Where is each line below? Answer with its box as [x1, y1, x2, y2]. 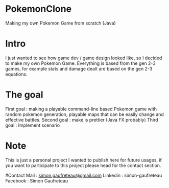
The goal [5, 89, 43, 101]
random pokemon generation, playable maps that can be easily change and [5, 111, 164, 118]
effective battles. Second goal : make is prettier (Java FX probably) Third [5, 116, 158, 123]
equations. [5, 71, 28, 77]
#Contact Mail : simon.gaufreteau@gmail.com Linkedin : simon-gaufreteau [5, 172, 162, 178]
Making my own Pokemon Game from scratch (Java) [5, 20, 116, 26]
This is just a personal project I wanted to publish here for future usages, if [5, 157, 162, 163]
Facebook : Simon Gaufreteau [5, 177, 68, 184]
